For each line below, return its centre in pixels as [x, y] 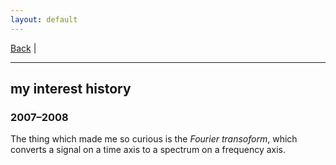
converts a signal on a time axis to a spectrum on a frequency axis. [148, 150]
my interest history [71, 89]
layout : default [44, 19]
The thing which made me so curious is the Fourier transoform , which [154, 139]
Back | [23, 48]
